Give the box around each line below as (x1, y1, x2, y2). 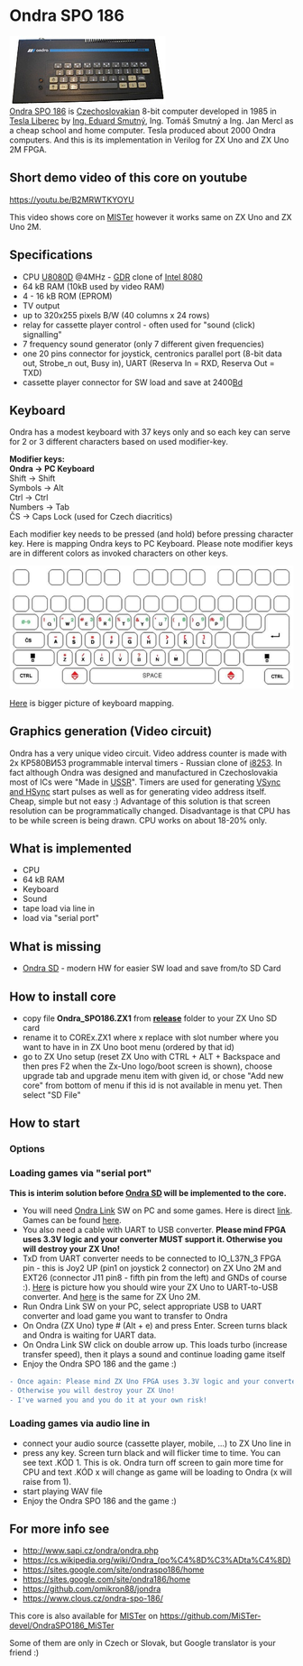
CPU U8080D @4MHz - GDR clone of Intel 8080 (22, 272, 203, 282)
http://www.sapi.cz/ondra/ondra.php (22, 1545, 160, 1556)
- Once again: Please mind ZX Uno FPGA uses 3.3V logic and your (9, 1376, 260, 1385)
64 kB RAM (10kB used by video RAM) (22, 281, 165, 291)
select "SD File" (22, 1089, 81, 1100)
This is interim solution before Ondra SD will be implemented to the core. (9, 1187, 287, 1198)
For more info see (9, 1521, 110, 1536)
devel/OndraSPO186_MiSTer (9, 1620, 115, 1631)
